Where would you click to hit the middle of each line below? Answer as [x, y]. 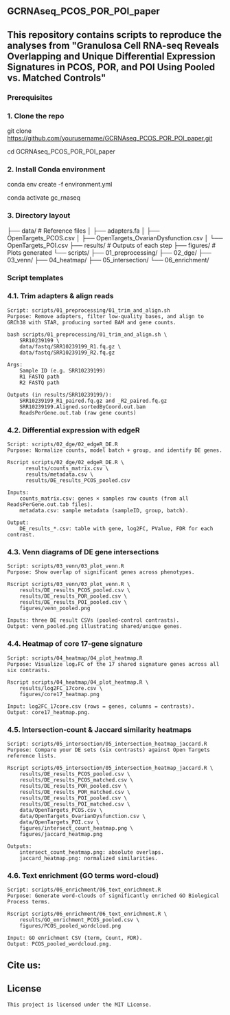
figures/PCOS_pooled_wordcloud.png [70, 926]
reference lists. [32, 756]
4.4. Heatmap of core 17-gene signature [75, 644]
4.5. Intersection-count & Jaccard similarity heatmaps [100, 729]
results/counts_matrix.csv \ [67, 469]
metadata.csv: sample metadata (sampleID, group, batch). [104, 511]
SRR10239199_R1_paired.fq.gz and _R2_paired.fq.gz [93, 401]
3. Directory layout [39, 216]
